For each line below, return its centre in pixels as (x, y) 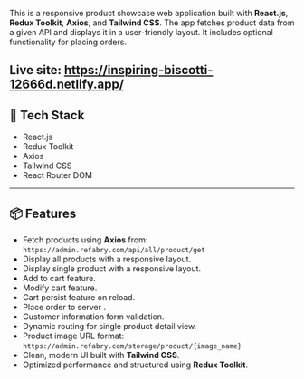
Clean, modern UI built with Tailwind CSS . (101, 355)
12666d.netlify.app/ (67, 85)
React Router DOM (57, 175)
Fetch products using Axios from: (85, 240)
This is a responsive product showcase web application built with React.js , (149, 13)
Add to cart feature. (59, 279)
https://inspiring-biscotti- (138, 70)
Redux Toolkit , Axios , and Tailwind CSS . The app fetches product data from (152, 23)
